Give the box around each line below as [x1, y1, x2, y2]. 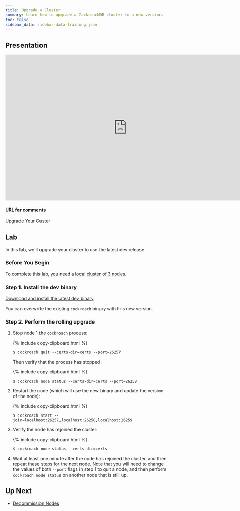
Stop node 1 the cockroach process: [12, 330, 88, 336]
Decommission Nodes [12, 500, 60, 506]
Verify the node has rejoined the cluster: [12, 426, 98, 432]
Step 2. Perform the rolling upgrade [5, 318, 95, 325]
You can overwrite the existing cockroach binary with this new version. [5, 305, 153, 311]
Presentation [5, 41, 48, 49]
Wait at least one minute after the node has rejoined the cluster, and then [12, 455, 167, 461]
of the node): [12, 393, 41, 399]
